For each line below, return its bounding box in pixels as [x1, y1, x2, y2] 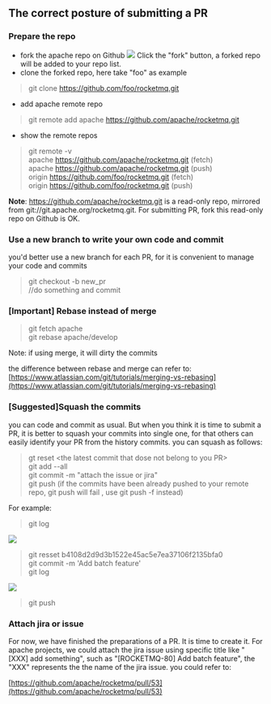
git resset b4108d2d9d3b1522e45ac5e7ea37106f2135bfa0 [28, 549, 223, 559]
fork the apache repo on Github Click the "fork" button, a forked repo [19, 50, 261, 60]
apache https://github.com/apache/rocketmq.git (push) [28, 163, 213, 173]
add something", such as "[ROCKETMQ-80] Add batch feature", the [29, 653, 256, 663]
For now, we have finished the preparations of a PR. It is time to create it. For [8, 636, 263, 646]
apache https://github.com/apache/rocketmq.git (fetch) [28, 154, 214, 165]
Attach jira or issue [8, 618, 84, 629]
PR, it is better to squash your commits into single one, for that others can [8, 428, 253, 438]
